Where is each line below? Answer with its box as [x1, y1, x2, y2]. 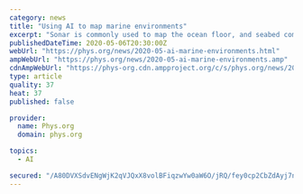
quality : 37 [9, 80, 54, 89]
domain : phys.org [17, 130, 83, 140]
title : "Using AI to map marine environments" [9, 22, 188, 31]
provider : [9, 114, 47, 123]
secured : [9, 171, 42, 180]
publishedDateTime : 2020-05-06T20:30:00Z [9, 38, 168, 48]
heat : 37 [9, 88, 42, 97]
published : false [9, 97, 75, 106]
